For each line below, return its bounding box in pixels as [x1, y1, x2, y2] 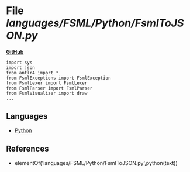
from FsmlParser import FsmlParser [6, 85, 93, 91]
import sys [6, 60, 33, 66]
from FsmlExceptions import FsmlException [6, 75, 111, 81]
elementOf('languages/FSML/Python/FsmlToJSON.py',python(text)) [14, 159, 178, 166]
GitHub [6, 48, 24, 55]
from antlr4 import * [6, 70, 59, 75]
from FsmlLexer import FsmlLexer [6, 80, 88, 86]
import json [6, 64, 35, 71]
